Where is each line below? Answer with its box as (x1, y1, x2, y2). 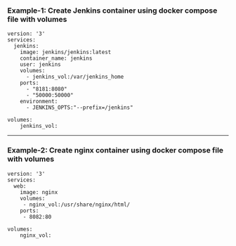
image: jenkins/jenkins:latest (20, 48, 112, 56)
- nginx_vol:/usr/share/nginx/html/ (22, 201, 131, 208)
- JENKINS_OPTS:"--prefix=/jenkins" (25, 104, 133, 111)
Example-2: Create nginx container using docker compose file (7, 145, 223, 155)
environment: (20, 98, 58, 105)
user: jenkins (20, 61, 61, 68)
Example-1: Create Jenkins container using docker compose (7, 6, 218, 15)
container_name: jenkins (20, 55, 93, 62)
